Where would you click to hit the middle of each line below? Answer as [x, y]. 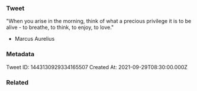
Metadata [20, 54]
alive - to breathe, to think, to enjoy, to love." [60, 27]
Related [17, 82]
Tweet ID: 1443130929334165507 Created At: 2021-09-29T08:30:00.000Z [97, 67]
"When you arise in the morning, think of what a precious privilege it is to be [99, 21]
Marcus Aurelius [35, 39]
